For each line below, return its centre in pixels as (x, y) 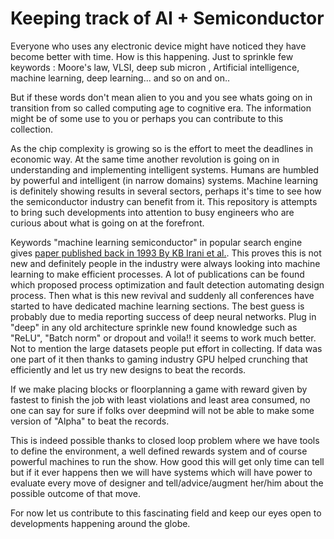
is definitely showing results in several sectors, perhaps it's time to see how (166, 191)
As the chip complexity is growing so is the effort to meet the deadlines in (162, 148)
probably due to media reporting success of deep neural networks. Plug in (163, 316)
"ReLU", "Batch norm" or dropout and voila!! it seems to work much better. (163, 338)
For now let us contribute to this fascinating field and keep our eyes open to (166, 513)
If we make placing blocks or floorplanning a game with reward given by (159, 389)
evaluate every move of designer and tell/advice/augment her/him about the (167, 483)
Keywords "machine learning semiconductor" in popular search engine (156, 242)
